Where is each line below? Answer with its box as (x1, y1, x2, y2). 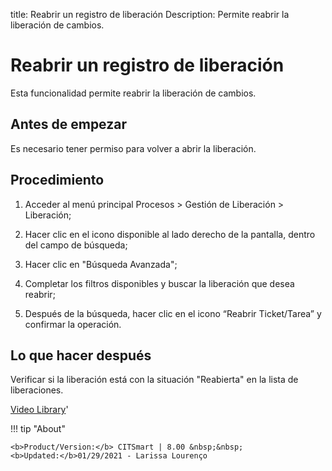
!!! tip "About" (10, 423, 66, 435)
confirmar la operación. (24, 318, 122, 330)
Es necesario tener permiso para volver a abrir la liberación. (10, 142, 257, 154)
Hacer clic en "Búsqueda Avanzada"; (24, 258, 178, 270)
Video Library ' (10, 404, 69, 416)
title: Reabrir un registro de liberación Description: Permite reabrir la (10, 9, 290, 20)
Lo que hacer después (10, 347, 152, 364)
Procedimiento (10, 172, 105, 189)
